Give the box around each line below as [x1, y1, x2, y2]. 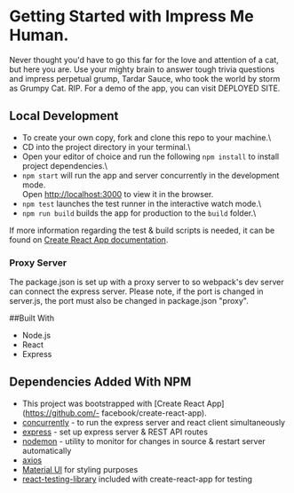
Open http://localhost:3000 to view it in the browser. [21, 188, 214, 199]
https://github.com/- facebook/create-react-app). [25, 407, 207, 418]
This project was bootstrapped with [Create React [21, 398, 205, 409]
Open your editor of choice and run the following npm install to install [21, 151, 280, 162]
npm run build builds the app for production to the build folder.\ [21, 207, 257, 219]
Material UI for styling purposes [21, 464, 139, 474]
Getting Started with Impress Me [9, 6, 255, 27]
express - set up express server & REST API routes [21, 426, 209, 437]
